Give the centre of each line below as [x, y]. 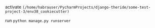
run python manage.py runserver [38, 21]
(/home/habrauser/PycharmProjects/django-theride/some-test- [87, 7]
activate [13, 7]
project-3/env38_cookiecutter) [37, 12]
